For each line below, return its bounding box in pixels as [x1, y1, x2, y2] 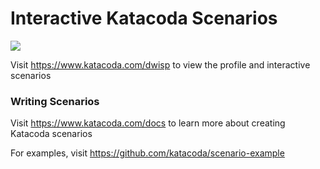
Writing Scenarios [10, 94, 100, 108]
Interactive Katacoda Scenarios [10, 7, 278, 30]
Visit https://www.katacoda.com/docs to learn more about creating [10, 117, 286, 129]
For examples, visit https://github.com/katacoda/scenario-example [10, 147, 285, 159]
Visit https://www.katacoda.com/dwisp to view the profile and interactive [10, 58, 311, 71]
